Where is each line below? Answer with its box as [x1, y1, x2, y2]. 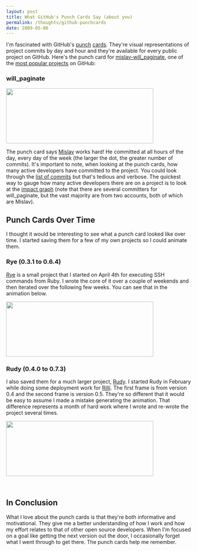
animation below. [6, 290, 47, 297]
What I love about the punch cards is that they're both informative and [6, 513, 176, 520]
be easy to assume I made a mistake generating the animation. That [6, 397, 171, 404]
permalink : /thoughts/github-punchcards [6, 19, 107, 25]
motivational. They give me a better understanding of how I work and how [6, 519, 185, 526]
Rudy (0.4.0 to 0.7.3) [6, 365, 66, 373]
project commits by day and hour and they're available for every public [6, 48, 178, 55]
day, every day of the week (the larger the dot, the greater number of [6, 154, 173, 162]
